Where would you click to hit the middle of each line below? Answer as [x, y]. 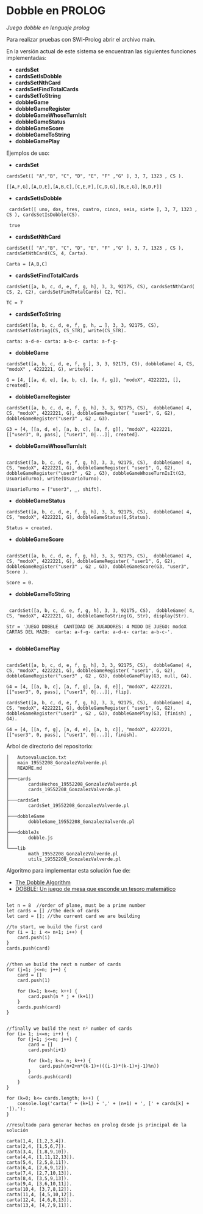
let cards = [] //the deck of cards [53, 911]
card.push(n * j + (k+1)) [61, 996]
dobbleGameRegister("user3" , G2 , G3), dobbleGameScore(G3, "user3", [98, 567]
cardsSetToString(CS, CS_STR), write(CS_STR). [66, 330]
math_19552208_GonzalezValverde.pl [73, 854]
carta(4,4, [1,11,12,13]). [41, 1157]
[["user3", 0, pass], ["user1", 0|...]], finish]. [72, 735]
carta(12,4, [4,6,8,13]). [39, 1200]
